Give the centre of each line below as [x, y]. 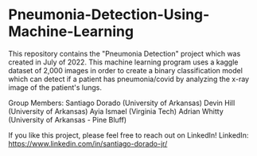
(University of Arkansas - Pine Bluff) [68, 119]
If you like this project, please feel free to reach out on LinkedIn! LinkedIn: [128, 135]
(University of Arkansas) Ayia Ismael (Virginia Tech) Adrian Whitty [116, 111]
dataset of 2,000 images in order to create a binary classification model [125, 70]
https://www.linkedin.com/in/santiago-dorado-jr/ [88, 143]
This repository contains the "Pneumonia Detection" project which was [125, 53]
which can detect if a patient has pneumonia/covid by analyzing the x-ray [128, 79]
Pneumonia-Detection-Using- [109, 15]
